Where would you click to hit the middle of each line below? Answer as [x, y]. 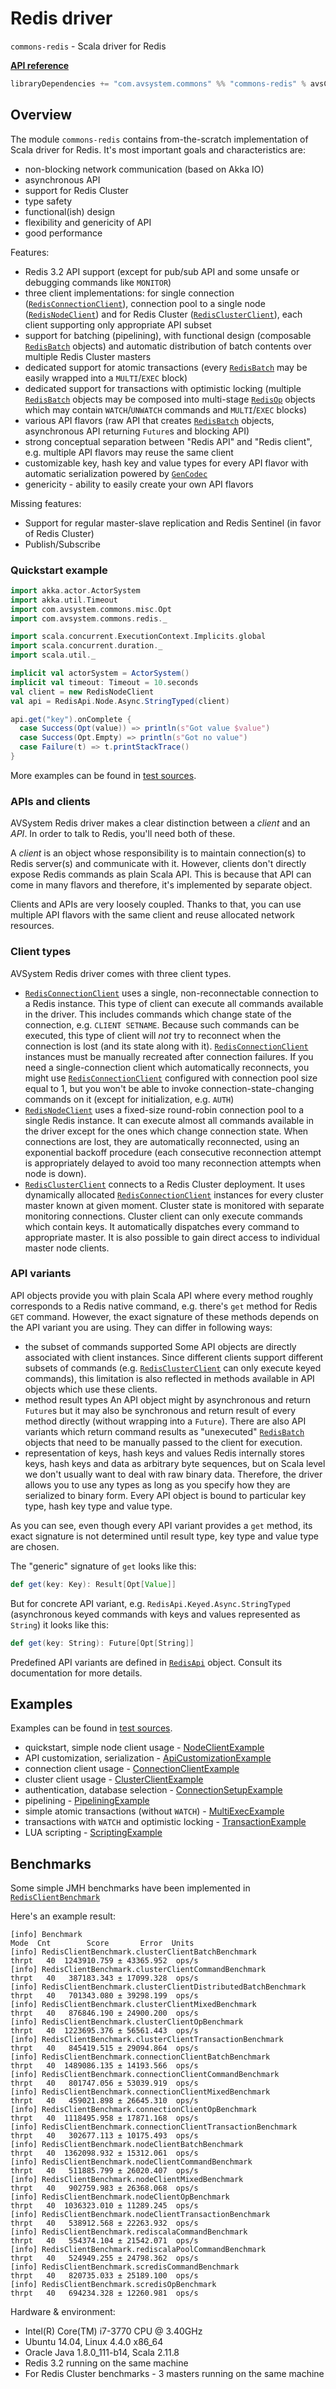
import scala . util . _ [53, 655]
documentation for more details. [76, 1673]
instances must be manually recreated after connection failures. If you [169, 1056]
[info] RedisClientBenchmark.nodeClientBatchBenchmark [127, 2145]
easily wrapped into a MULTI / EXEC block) [106, 378]
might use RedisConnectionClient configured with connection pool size [171, 1078]
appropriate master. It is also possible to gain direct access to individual [172, 1237]
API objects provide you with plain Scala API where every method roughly [162, 1295]
